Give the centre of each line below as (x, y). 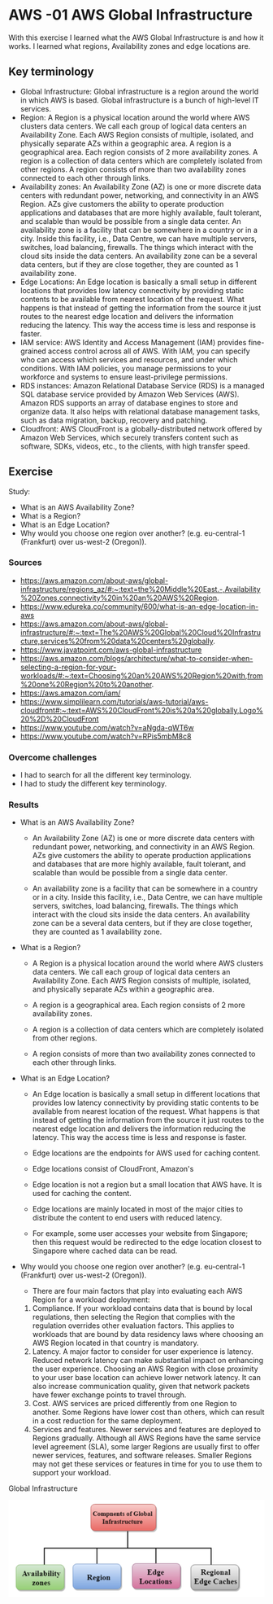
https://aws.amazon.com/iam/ (70, 693)
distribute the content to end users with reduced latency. (127, 1218)
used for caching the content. (82, 1194)
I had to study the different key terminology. (93, 784)
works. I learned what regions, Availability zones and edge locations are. (130, 46)
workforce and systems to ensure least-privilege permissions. (124, 377)
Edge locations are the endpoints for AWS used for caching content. (146, 1153)
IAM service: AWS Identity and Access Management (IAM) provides (133, 342)
